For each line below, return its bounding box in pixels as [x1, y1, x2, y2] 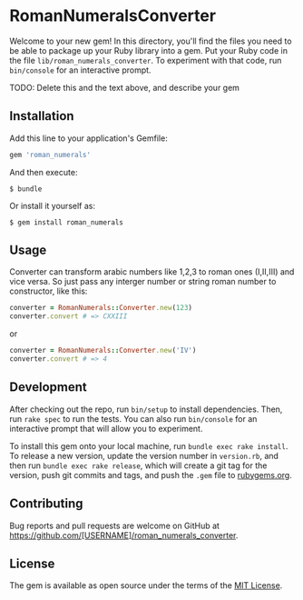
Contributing [9, 496, 83, 512]
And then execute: [9, 166, 78, 177]
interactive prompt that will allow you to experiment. [9, 423, 203, 434]
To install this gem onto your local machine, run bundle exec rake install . [9, 440, 288, 451]
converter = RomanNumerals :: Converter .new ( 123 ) [9, 304, 193, 313]
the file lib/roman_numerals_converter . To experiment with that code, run [9, 55, 282, 65]
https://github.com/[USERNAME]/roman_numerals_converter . [9, 529, 239, 541]
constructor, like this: [9, 285, 88, 296]
